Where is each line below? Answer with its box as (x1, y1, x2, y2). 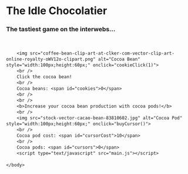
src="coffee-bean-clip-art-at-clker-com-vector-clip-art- (29, 51, 175, 56)
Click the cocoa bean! (16, 74, 72, 80)
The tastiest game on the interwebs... (6, 25, 116, 34)
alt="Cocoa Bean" (98, 56, 141, 62)
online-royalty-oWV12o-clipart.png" (6, 56, 96, 62)
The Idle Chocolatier (6, 4, 108, 18)
